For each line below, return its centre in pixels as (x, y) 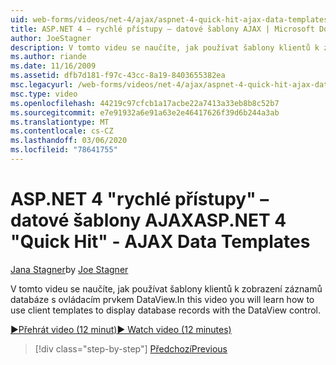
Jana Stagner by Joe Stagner (69, 269)
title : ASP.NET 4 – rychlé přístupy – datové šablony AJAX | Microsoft (162, 29)
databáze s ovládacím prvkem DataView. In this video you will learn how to (162, 299)
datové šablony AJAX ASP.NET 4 (148, 220)
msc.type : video (44, 94)
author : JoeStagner (51, 38)
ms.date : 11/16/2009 (53, 66)
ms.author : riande (48, 57)
